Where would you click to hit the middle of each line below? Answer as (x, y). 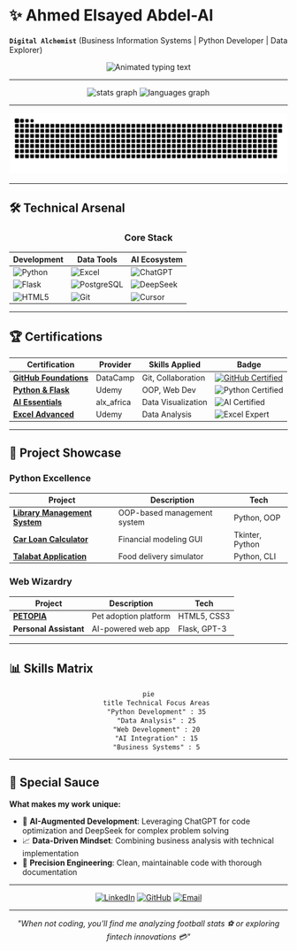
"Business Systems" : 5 (156, 747)
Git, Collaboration (174, 378)
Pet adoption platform (131, 617)
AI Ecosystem (157, 259)
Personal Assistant (49, 628)
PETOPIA (30, 617)
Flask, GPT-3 (202, 628)
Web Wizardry (41, 582)
